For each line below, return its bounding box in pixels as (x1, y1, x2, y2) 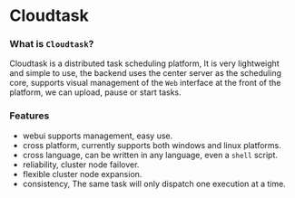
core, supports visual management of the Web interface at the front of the (9, 78, 281, 89)
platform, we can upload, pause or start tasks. (9, 87, 182, 98)
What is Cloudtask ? (9, 38, 94, 51)
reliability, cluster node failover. (22, 159, 140, 170)
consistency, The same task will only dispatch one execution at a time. (22, 178, 286, 189)
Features (9, 109, 50, 122)
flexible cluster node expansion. (22, 168, 143, 179)
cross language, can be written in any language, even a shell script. (22, 149, 279, 160)
